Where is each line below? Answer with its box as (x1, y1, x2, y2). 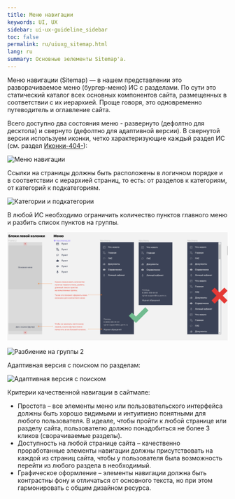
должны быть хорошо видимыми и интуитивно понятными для (17, 409, 206, 417)
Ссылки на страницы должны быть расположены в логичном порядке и (7, 168, 224, 177)
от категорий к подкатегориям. (7, 183, 101, 192)
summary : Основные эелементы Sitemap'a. (7, 56, 127, 63)
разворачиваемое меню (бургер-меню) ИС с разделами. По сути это (7, 83, 217, 91)
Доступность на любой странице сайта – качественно (17, 439, 180, 447)
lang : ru (7, 48, 33, 55)
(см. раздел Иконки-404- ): (7, 141, 87, 150)
